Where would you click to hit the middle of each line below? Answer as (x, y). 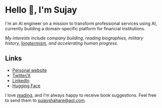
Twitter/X (21, 75)
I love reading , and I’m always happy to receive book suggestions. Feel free (81, 95)
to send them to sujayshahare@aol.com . (46, 100)
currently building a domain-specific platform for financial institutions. (75, 28)
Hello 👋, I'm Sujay (41, 10)
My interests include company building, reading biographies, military (74, 38)
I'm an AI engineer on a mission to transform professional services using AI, (81, 23)
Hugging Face (26, 86)
